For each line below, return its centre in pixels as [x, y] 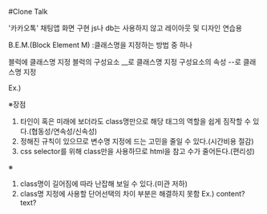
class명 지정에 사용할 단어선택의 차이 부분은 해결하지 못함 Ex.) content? [132, 194]
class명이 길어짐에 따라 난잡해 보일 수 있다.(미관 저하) [104, 184]
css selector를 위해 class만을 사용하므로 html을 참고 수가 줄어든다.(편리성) [137, 151]
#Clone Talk [28, 12]
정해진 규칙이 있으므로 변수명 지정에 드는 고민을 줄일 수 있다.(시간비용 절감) [137, 141]
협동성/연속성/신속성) [64, 131]
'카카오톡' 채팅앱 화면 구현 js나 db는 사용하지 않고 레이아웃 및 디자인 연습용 [125, 28]
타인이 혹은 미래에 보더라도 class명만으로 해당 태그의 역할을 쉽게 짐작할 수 [135, 121]
